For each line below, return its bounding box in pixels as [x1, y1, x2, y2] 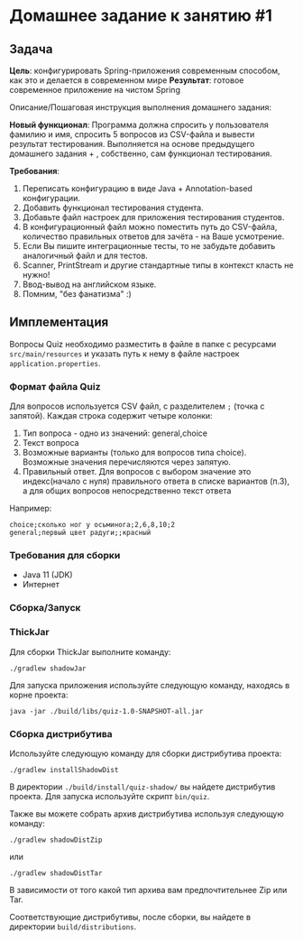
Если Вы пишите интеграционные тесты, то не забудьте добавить [22, 241, 276, 251]
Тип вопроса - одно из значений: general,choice [22, 428, 207, 438]
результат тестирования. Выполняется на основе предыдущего [9, 139, 255, 149]
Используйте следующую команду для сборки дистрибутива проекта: [9, 748, 282, 759]
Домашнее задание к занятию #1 [9, 5, 272, 26]
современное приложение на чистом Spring [9, 85, 180, 95]
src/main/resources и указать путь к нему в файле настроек [9, 348, 240, 359]
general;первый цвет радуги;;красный [9, 529, 151, 538]
